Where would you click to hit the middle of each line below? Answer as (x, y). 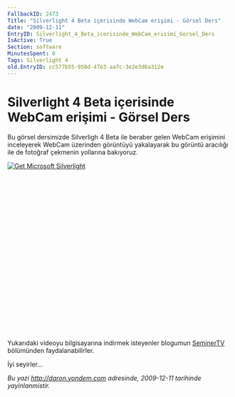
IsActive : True (30, 41)
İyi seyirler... (25, 364)
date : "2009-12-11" (36, 27)
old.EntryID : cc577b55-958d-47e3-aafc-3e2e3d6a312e (85, 67)
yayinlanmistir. (29, 386)
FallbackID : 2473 (33, 14)
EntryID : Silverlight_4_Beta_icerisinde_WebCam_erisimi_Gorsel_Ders (111, 34)
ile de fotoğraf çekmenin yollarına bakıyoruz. (73, 152)
